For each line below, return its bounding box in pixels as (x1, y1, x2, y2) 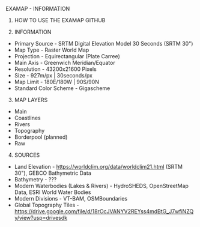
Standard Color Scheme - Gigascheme (14, 85, 111, 92)
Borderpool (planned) (14, 133, 68, 141)
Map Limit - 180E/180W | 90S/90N (14, 78, 100, 85)
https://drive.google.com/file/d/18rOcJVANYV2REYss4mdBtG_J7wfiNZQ (14, 208, 194, 215)
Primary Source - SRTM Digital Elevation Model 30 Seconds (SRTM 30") (14, 40, 193, 47)
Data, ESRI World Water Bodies (14, 189, 91, 196)
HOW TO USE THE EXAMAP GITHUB (14, 17, 106, 23)
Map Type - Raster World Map (14, 46, 89, 53)
